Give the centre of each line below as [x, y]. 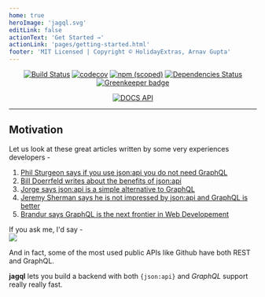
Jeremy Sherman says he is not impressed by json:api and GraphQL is [134, 197]
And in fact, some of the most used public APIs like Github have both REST [130, 252]
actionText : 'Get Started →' [57, 37]
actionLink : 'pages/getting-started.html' [79, 45]
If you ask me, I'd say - [46, 229]
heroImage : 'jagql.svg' [48, 23]
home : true [27, 15]
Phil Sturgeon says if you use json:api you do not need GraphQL [124, 172]
